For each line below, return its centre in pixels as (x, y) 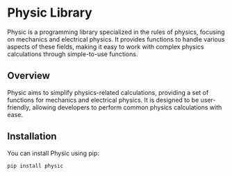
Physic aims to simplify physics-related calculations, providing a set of (108, 92)
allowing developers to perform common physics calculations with (127, 107)
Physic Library (50, 13)
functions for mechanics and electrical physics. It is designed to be (103, 100)
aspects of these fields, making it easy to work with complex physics (106, 46)
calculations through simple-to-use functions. (73, 54)
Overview (29, 76)
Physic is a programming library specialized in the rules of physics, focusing (116, 32)
